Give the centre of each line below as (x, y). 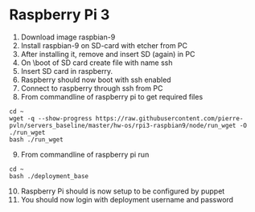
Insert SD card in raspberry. (67, 71)
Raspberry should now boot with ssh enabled (96, 79)
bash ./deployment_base (49, 176)
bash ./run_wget (36, 139)
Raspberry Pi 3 (60, 15)
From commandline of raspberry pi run (85, 154)
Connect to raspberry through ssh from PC (92, 88)
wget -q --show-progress (51, 118)
